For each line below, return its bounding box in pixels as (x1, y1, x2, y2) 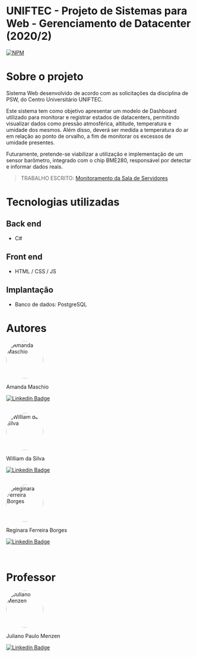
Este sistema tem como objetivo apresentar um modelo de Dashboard (6, 107, 177, 114)
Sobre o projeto (6, 70, 84, 84)
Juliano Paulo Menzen (6, 633, 61, 640)
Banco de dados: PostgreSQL (14, 301, 87, 308)
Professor (6, 570, 56, 584)
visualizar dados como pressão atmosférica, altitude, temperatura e (6, 120, 171, 127)
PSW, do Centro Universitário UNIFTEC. (6, 96, 103, 103)
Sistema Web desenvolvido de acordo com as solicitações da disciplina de (6, 89, 189, 96)
